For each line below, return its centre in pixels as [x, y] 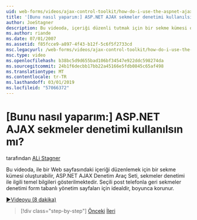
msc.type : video [26, 55]
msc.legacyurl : [25, 50]
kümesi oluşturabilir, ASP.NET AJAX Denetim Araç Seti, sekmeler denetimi [96, 175]
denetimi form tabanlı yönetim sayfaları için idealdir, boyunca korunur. [90, 188]
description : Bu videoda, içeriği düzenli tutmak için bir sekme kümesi [97, 28]
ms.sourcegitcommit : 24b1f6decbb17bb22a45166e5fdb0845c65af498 [85, 66]
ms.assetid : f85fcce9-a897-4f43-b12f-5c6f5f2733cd [69, 45]
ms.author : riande [28, 33]
